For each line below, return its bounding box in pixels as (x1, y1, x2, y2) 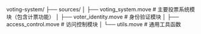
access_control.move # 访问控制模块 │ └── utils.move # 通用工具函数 (6, 21, 182, 27)
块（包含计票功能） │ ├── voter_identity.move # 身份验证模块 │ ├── (6, 13, 179, 20)
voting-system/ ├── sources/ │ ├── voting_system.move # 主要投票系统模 (6, 6, 196, 13)
